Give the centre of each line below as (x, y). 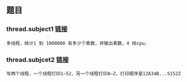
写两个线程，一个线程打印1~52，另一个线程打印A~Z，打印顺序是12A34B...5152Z (93, 73)
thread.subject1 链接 (37, 29)
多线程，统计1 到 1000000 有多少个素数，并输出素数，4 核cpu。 (78, 43)
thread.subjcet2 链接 (38, 60)
